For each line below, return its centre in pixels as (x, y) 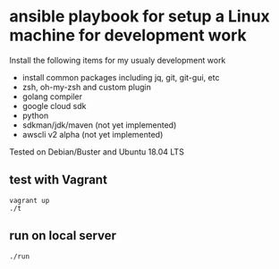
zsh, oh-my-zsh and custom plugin (87, 87)
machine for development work (128, 35)
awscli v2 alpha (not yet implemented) (93, 134)
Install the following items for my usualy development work (118, 60)
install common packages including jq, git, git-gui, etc (121, 77)
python (35, 115)
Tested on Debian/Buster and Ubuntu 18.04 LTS (97, 151)
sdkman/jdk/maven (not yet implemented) (99, 125)
